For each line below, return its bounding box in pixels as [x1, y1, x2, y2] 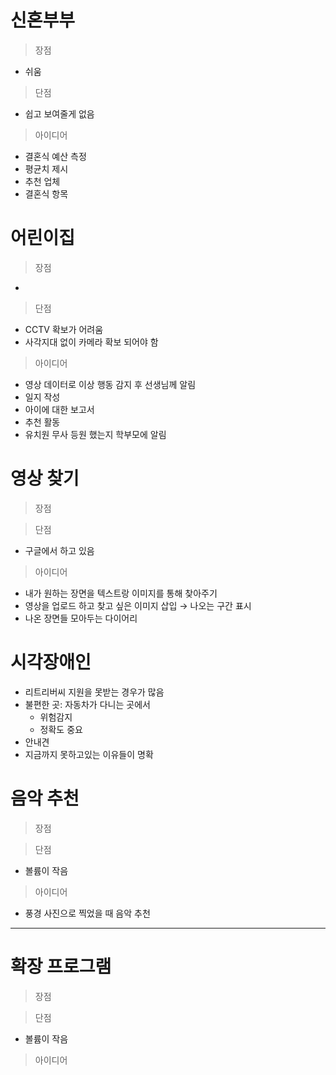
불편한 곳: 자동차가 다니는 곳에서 [24, 698, 151, 710]
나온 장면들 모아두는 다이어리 [24, 612, 138, 624]
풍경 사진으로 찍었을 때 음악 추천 [24, 907, 151, 919]
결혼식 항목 [24, 187, 69, 200]
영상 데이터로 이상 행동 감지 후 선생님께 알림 [24, 378, 197, 390]
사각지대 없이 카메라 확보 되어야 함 [24, 336, 159, 348]
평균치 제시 [24, 162, 69, 175]
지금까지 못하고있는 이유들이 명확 [24, 748, 154, 760]
